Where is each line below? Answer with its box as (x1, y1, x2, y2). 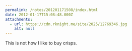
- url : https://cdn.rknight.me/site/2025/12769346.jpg (10, 21, 127, 27)
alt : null (14, 26, 35, 31)
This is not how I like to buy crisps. (5, 40, 77, 46)
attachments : (5, 17, 33, 22)
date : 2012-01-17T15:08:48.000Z (5, 12, 73, 17)
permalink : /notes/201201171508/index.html (5, 7, 98, 13)
